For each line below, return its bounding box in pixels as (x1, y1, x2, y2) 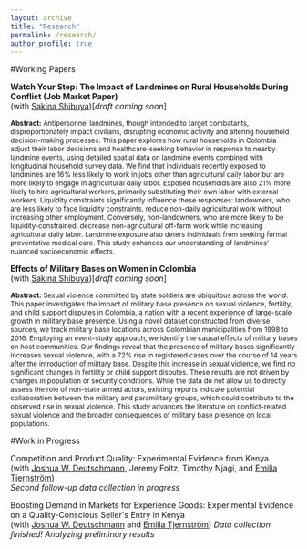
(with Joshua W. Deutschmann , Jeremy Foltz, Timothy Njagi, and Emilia (10, 462, 278, 474)
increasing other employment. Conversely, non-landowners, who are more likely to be (10, 212, 284, 223)
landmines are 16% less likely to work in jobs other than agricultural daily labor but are (10, 170, 285, 180)
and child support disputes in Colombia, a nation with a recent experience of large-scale (10, 307, 292, 317)
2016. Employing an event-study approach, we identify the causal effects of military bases (10, 334, 298, 343)
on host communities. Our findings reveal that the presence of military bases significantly (10, 342, 295, 352)
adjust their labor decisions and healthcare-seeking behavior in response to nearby (10, 144, 276, 154)
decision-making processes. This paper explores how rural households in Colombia (10, 136, 277, 146)
